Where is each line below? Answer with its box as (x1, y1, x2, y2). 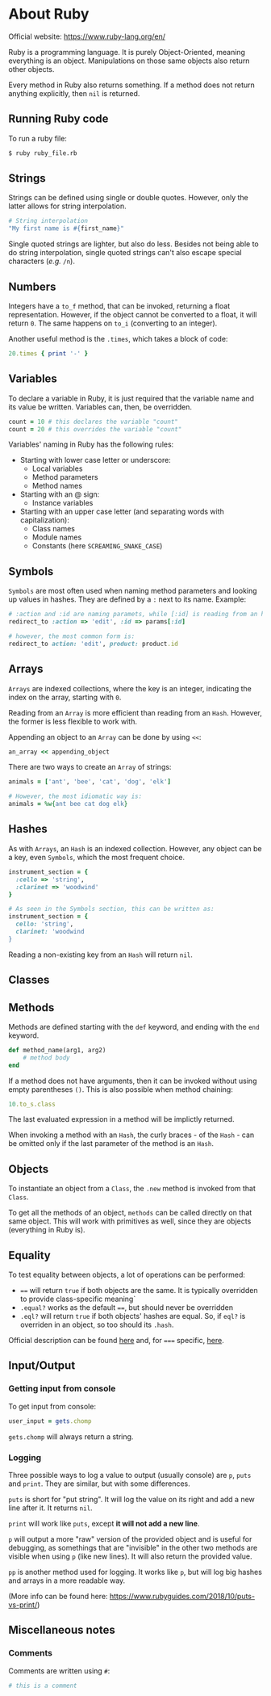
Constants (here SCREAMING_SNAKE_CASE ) (31, 541, 163, 551)
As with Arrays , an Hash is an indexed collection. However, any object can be (8, 843, 262, 853)
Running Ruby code (8, 112, 109, 126)
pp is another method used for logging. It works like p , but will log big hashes (8, 1567, 262, 1576)
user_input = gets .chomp (8, 1417, 92, 1425)
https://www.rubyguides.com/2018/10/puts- (109, 1591, 256, 1601)
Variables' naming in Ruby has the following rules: (8, 439, 174, 449)
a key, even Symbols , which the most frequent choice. (8, 852, 186, 862)
